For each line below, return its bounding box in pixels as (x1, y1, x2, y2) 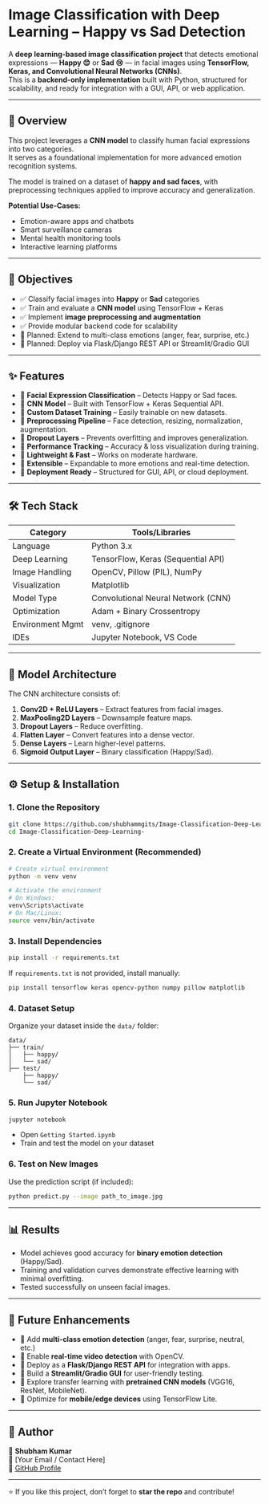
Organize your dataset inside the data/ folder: (8, 1021, 159, 1030)
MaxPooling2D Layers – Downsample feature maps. (19, 713, 193, 722)
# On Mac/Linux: (8, 909, 62, 917)
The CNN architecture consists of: (8, 689, 122, 698)
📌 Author (8, 1425, 54, 1438)
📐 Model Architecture (8, 668, 118, 681)
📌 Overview (8, 114, 67, 128)
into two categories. (8, 144, 74, 153)
